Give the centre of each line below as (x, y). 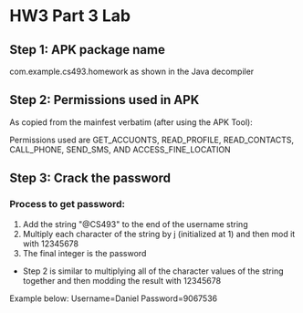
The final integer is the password (84, 253)
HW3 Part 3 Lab (70, 16)
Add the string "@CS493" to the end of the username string (135, 224)
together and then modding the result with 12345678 (122, 280)
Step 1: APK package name (88, 50)
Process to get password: (68, 204)
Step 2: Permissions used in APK (104, 100)
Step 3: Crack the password (90, 178)
